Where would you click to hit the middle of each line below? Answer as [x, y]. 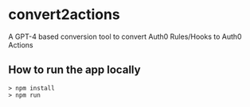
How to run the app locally [74, 70]
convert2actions [64, 15]
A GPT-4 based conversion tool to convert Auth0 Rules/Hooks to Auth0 [125, 36]
